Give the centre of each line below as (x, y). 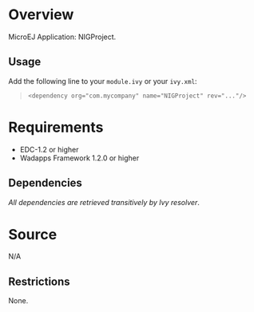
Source (33, 234)
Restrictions (39, 281)
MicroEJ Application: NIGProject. (62, 37)
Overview (41, 15)
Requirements (56, 127)
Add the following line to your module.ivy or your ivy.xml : (103, 81)
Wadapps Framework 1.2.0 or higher (79, 158)
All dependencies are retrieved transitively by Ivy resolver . (104, 202)
